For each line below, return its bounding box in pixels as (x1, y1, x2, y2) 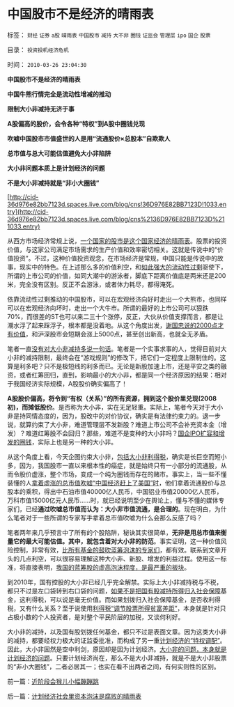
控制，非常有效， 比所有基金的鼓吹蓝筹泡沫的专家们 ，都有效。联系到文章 (13, 545, 221, 554)
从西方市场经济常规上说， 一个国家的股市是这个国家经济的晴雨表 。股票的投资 (7, 236, 227, 244)
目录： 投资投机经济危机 (7, 45, 70, 54)
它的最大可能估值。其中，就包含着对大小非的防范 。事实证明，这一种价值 (13, 537, 221, 545)
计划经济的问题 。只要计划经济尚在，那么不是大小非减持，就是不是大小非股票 (7, 653, 227, 662)
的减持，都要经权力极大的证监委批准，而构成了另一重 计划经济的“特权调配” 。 (7, 636, 226, 644)
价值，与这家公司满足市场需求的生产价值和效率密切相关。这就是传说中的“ (7, 245, 218, 254)
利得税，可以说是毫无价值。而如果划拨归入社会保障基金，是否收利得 (25, 595, 221, 603)
